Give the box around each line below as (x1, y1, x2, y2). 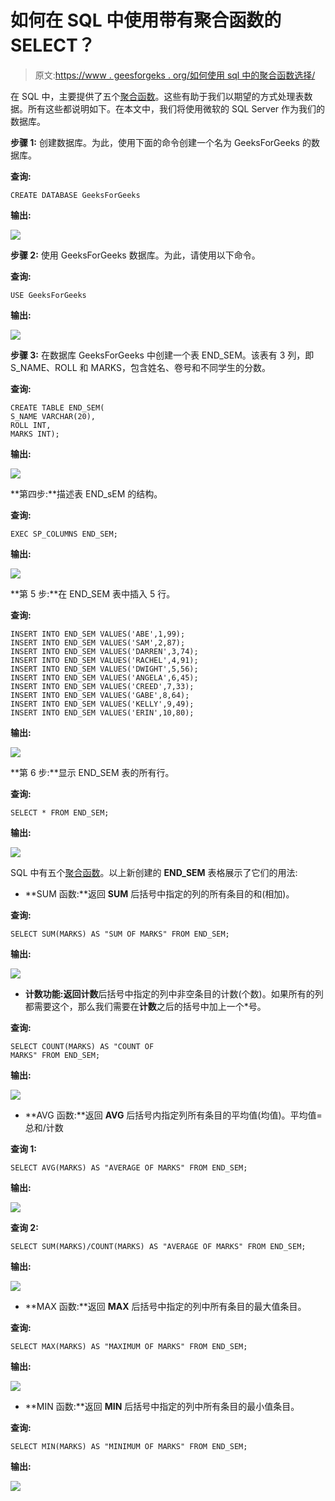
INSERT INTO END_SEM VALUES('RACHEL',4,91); (10, 655, 199, 665)
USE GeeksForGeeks (10, 290, 87, 300)
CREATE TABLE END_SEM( (10, 402, 105, 413)
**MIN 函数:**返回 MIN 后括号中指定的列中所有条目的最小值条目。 (24, 1400, 300, 1412)
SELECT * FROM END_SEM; (10, 807, 110, 818)
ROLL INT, (10, 420, 52, 430)
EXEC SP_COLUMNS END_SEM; (10, 529, 118, 539)
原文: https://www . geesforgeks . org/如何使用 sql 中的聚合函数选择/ (34, 69, 316, 81)
